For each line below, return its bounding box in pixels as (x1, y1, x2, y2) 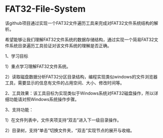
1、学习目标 (5, 53, 28, 59)
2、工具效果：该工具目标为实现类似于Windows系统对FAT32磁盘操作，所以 (5, 90, 154, 96)
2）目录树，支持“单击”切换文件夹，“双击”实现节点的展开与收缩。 (5, 127, 135, 133)
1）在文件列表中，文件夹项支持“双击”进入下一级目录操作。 (5, 117, 122, 123)
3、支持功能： (5, 106, 34, 113)
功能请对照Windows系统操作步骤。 (9, 96, 79, 102)
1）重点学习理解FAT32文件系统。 (5, 63, 71, 69)
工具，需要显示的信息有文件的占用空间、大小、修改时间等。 (5, 79, 125, 86)
